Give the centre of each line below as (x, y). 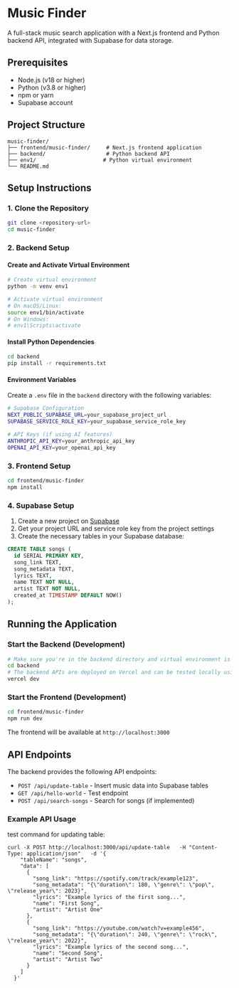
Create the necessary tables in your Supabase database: (101, 536)
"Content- (203, 848)
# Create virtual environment (52, 280)
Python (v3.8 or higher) (52, 87)
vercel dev (23, 679)
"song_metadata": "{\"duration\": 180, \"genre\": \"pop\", (124, 885)
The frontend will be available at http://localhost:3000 (89, 732)
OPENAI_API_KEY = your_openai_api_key (62, 447)
